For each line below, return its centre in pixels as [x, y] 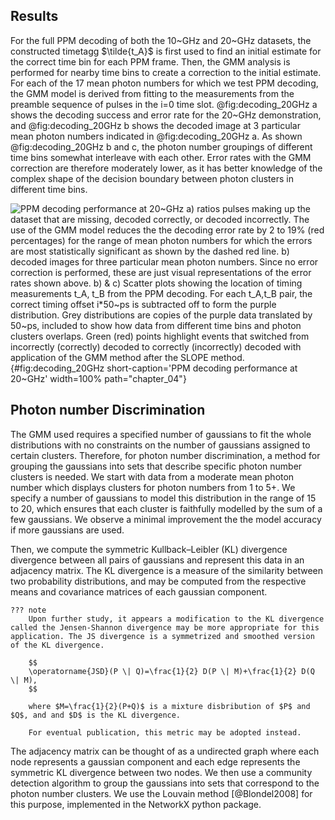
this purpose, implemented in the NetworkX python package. [136, 804]
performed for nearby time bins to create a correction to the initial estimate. [166, 72]
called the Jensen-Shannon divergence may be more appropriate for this [165, 627]
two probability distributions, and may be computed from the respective [158, 581]
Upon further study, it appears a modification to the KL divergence [176, 619]
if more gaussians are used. [67, 530]
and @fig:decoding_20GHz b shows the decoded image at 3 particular [156, 125]
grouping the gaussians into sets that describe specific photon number [156, 466]
